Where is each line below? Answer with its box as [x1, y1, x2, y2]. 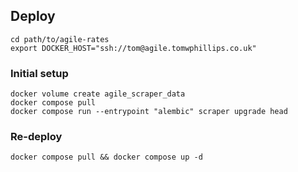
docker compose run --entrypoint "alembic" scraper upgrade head [10, 107, 288, 117]
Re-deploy [10, 130, 63, 144]
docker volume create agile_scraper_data [10, 89, 186, 99]
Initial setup [10, 66, 69, 80]
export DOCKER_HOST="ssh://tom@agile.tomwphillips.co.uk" [10, 43, 257, 53]
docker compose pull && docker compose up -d [10, 152, 203, 163]
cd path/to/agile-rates [10, 34, 110, 44]
